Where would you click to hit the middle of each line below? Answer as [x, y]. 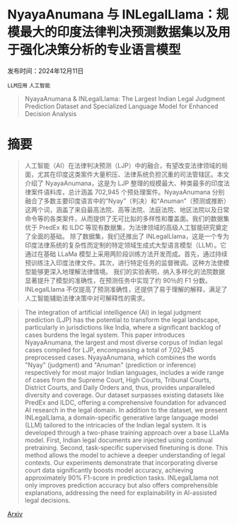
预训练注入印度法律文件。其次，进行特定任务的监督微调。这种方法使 [124, 262]
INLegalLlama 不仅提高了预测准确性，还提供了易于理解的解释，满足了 [126, 289]
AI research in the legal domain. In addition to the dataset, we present [126, 410]
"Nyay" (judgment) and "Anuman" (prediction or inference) [110, 364]
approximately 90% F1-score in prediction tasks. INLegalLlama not [122, 478]
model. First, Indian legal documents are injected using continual [119, 440]
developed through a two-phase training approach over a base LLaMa [127, 432]
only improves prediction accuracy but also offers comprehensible [121, 485]
